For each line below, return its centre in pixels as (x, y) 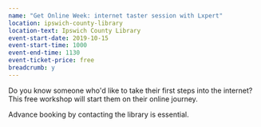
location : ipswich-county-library (66, 23)
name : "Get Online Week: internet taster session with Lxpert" (116, 16)
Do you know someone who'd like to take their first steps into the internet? (130, 90)
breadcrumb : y (32, 68)
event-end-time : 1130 (44, 53)
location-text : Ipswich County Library (75, 30)
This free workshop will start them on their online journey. (103, 99)
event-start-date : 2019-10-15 (59, 38)
